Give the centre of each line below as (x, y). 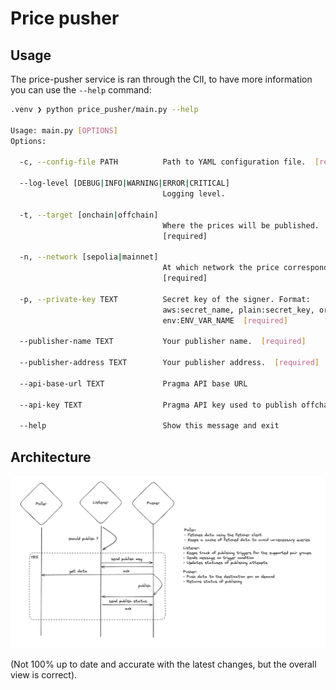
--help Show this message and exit (149, 426)
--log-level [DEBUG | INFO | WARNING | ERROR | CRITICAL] (124, 183)
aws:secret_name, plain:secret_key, (238, 310)
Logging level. (194, 194)
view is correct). (44, 674)
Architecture (51, 457)
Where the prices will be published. (241, 225)
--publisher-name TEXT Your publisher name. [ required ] (163, 342)
